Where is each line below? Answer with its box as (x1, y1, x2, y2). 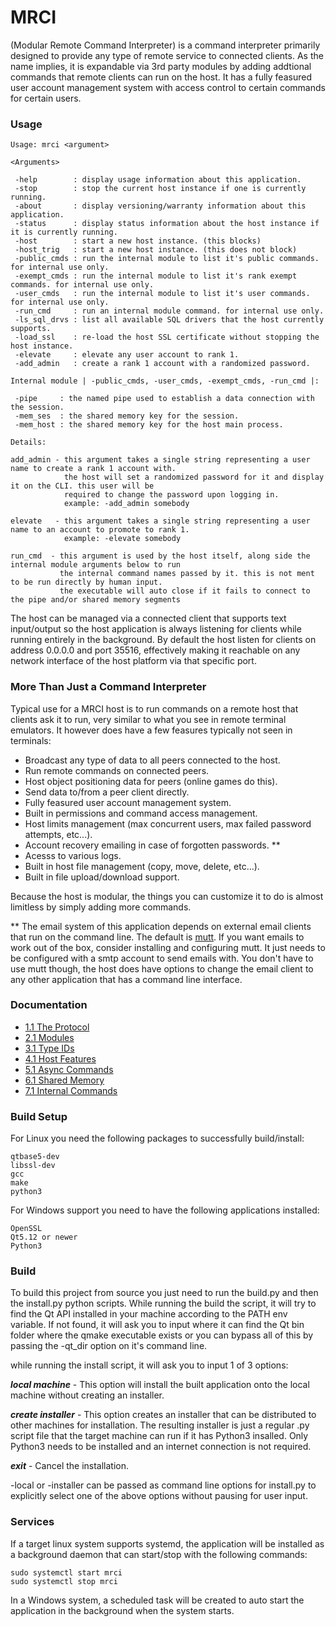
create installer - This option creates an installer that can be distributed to (10, 1409, 317, 1421)
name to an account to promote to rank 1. (10, 525, 190, 535)
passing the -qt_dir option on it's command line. (10, 1340, 208, 1352)
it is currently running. (10, 227, 118, 238)
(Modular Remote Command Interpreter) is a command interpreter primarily (10, 39, 321, 51)
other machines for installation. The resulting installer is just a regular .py (10, 1419, 310, 1431)
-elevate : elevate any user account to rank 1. (14, 350, 240, 360)
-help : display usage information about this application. (14, 175, 302, 185)
